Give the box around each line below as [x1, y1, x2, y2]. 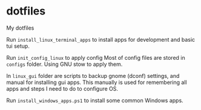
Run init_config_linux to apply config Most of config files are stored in [6, 54, 186, 61]
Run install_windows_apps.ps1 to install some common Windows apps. [6, 97, 183, 104]
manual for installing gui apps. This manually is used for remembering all [6, 79, 187, 86]
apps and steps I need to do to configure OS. [6, 85, 119, 92]
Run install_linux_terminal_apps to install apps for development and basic [6, 36, 196, 43]
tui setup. [6, 42, 30, 50]
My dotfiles [6, 24, 35, 31]
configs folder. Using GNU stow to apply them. [6, 60, 123, 68]
